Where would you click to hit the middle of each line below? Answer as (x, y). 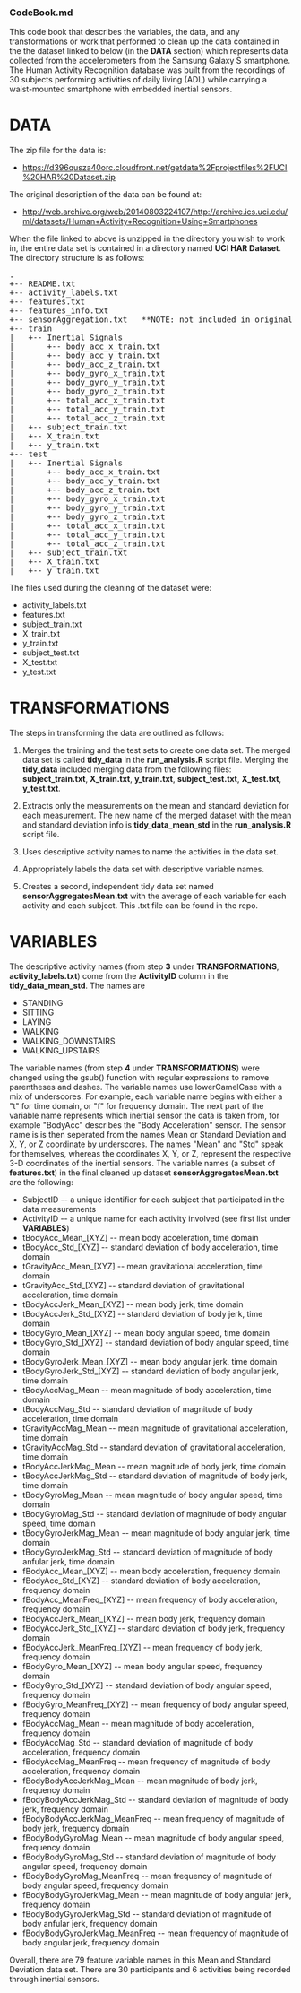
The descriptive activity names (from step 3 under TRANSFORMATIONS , (144, 966)
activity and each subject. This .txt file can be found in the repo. (140, 906)
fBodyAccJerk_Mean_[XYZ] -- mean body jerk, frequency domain (144, 1619)
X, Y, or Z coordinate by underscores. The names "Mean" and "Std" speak (146, 1144)
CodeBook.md (41, 13)
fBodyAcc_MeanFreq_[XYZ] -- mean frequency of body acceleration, (150, 1600)
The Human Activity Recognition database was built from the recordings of (147, 70)
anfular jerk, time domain (68, 1562)
